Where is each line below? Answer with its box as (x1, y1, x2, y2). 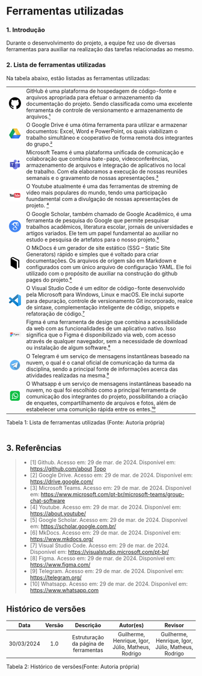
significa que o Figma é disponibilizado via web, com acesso (26, 331, 176, 338)
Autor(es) (119, 622, 144, 629)
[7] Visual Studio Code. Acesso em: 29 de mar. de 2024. (29, 542, 170, 549)
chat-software (29, 497, 66, 504)
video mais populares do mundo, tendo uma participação (26, 189, 167, 196)
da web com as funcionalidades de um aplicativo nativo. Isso (26, 325, 176, 332)
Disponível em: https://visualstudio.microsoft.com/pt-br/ (29, 548, 170, 556)
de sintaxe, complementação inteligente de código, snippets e (26, 304, 180, 311)
